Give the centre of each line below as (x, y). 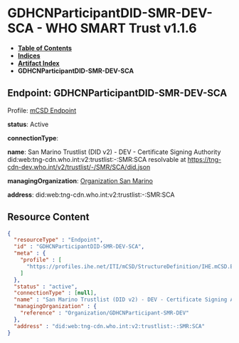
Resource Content (48, 217)
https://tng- (205, 159)
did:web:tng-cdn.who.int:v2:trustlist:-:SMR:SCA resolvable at (97, 159)
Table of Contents (45, 48)
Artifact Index (38, 63)
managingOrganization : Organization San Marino (80, 180)
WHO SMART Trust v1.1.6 (121, 28)
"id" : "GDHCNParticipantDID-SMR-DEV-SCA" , (79, 247)
